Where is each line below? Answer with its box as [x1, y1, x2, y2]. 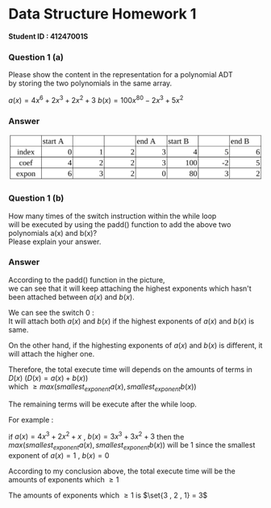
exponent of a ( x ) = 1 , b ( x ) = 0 [8, 451, 110, 461]
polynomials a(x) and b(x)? [8, 228, 98, 237]
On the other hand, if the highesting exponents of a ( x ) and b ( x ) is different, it [8, 340, 263, 350]
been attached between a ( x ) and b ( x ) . [8, 291, 135, 302]
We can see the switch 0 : [8, 308, 94, 317]
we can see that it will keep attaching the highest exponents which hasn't [8, 283, 252, 293]
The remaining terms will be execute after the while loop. [8, 399, 198, 409]
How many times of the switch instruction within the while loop [8, 211, 217, 221]
